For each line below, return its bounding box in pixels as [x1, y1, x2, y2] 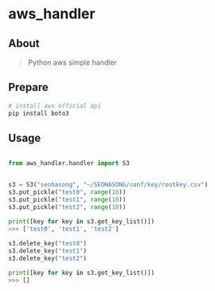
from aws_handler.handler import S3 [8, 159, 130, 167]
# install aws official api [8, 101, 102, 110]
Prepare [8, 81, 49, 94]
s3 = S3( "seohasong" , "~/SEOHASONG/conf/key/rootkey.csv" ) [8, 181, 209, 189]
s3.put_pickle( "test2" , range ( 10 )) [8, 203, 127, 211]
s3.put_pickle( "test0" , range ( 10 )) [8, 188, 127, 196]
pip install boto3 [8, 109, 69, 117]
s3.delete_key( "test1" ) [8, 247, 88, 255]
